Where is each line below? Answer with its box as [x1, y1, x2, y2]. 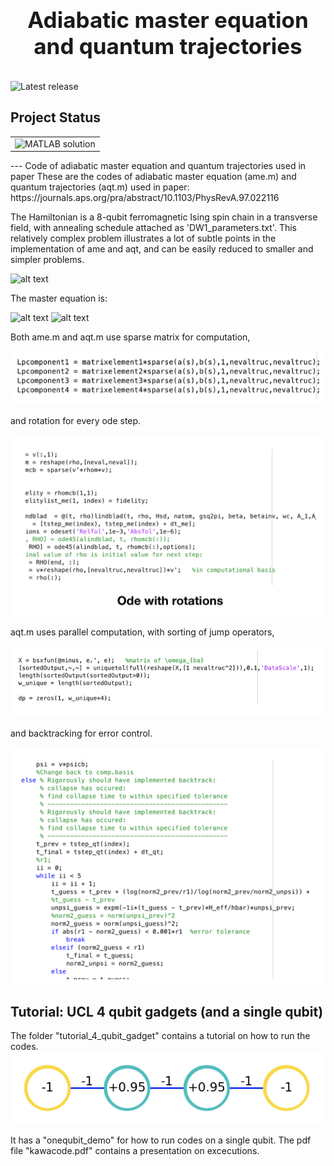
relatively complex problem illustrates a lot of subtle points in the [10, 232, 277, 245]
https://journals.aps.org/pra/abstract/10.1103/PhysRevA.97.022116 [10, 192, 280, 204]
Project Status [10, 109, 102, 126]
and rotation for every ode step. [10, 414, 142, 426]
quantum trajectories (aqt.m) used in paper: [10, 181, 190, 193]
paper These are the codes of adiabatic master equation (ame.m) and [10, 171, 297, 183]
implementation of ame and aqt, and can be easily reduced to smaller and [10, 243, 314, 255]
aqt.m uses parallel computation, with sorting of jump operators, [10, 626, 275, 638]
